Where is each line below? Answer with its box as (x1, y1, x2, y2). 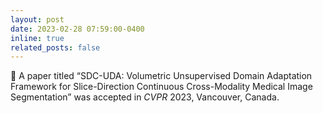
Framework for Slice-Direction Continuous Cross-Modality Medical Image (10, 81, 313, 93)
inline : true (10, 33, 65, 43)
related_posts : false (10, 42, 101, 53)
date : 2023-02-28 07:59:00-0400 (10, 24, 145, 34)
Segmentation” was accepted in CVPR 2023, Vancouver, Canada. (10, 91, 280, 103)
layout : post (10, 14, 65, 25)
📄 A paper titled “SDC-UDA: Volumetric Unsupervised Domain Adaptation (10, 70, 313, 82)
